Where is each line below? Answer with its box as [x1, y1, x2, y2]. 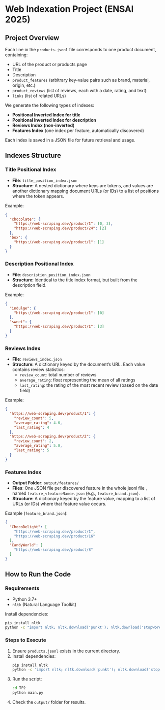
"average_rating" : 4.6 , [14, 420, 63, 425]
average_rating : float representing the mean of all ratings [19, 377, 136, 383]
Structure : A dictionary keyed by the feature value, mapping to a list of [12, 495, 156, 501]
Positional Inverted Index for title [12, 112, 81, 118]
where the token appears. [12, 193, 65, 199]
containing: [5, 52, 28, 58]
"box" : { [9, 235, 27, 240]
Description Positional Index [5, 260, 74, 267]
